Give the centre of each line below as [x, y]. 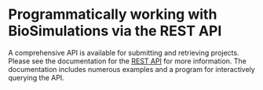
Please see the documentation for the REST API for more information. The [128, 61]
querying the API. [36, 77]
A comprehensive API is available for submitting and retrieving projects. [124, 52]
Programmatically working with [113, 14]
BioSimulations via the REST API [115, 31]
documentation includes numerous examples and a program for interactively [131, 69]
